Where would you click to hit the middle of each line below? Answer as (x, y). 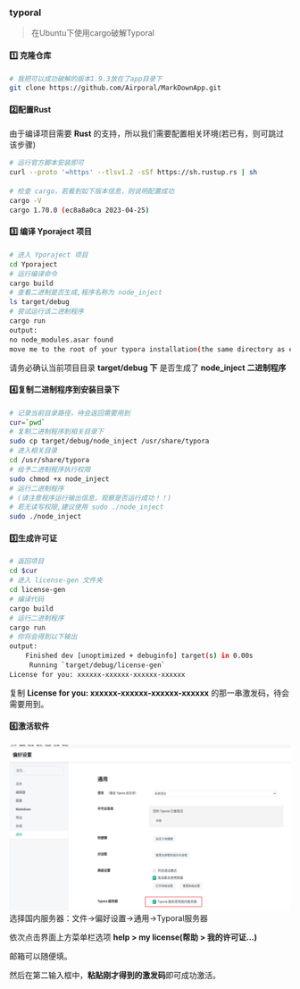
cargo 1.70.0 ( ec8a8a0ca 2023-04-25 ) (79, 210)
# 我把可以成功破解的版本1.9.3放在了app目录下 (86, 79)
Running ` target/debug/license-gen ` (97, 665)
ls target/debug (39, 302)
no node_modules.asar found (62, 340)
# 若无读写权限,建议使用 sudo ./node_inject (87, 507)
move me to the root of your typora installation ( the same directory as (147, 349)
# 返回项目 (27, 562)
